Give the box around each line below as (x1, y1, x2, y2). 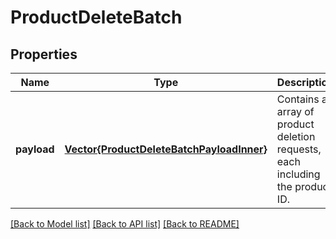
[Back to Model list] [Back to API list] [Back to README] (10, 218, 240, 230)
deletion (276, 130, 316, 143)
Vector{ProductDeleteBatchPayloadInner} (64, 142, 268, 156)
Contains (276, 92, 320, 106)
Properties (10, 46, 78, 63)
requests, (276, 142, 322, 156)
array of (276, 105, 315, 118)
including (276, 167, 321, 181)
